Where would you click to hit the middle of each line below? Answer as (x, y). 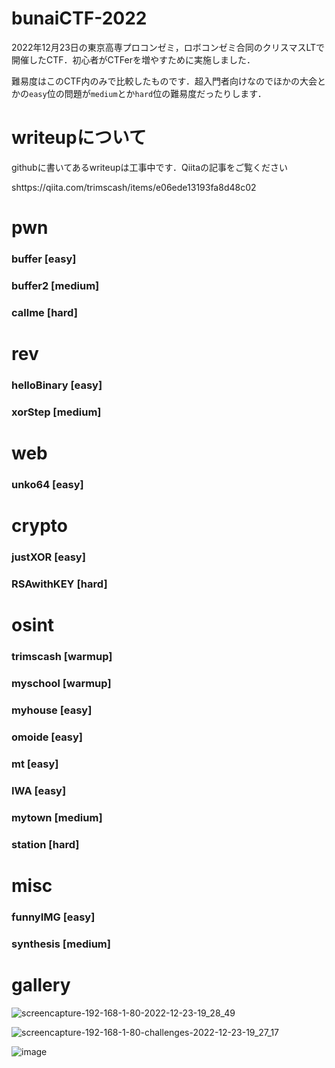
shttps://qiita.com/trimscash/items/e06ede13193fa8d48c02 (134, 187)
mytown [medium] (57, 817)
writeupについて (79, 138)
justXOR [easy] (48, 557)
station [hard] (45, 844)
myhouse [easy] (52, 710)
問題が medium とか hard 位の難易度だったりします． (165, 93)
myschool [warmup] (61, 684)
